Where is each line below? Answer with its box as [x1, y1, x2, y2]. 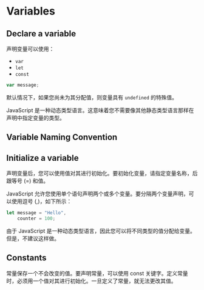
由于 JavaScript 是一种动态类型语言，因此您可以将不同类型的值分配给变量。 [6, 227, 196, 234]
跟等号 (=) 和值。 [6, 177, 49, 184]
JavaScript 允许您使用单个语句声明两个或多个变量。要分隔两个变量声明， [6, 190, 189, 198]
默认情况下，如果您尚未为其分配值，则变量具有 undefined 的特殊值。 [6, 93, 178, 101]
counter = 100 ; [17, 215, 56, 221]
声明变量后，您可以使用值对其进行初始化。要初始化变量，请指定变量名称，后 [6, 170, 198, 177]
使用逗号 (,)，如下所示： [11, 198, 72, 205]
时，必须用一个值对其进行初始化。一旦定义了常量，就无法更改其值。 [6, 277, 177, 285]
